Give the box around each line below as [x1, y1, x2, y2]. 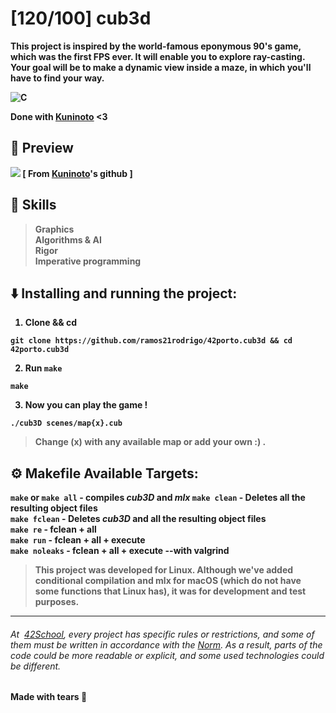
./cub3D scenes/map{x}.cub [10, 418, 123, 429]
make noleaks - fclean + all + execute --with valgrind [10, 545, 230, 557]
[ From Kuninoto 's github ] [22, 167, 133, 179]
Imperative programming [34, 255, 142, 267]
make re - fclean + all [10, 523, 97, 536]
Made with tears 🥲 [10, 691, 88, 703]
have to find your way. [10, 72, 105, 84]
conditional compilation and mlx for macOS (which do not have [34, 575, 302, 587]
